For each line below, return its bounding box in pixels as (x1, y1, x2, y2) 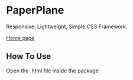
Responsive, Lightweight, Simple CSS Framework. (6, 23, 128, 30)
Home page (6, 34, 35, 41)
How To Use (6, 51, 51, 62)
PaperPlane (6, 4, 64, 17)
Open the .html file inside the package (6, 67, 99, 74)
